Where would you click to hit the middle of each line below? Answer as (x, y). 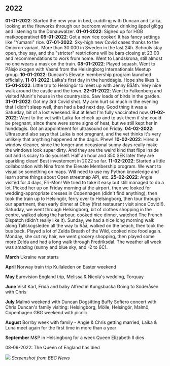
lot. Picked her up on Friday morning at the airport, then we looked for (78, 188)
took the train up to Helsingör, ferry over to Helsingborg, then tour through (83, 198)
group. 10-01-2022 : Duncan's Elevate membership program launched (78, 74)
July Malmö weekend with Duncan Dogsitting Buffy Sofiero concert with (81, 302)
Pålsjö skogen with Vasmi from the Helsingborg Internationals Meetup (78, 69)
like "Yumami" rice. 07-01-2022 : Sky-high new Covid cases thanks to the (82, 42)
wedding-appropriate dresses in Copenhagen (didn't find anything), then (81, 193)
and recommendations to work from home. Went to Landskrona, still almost (84, 58)
